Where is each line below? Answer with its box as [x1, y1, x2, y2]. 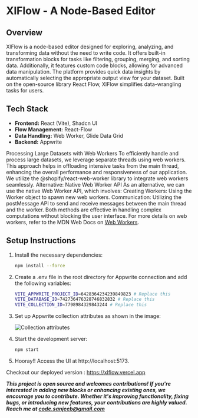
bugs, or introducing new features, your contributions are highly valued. [6, 399, 187, 406]
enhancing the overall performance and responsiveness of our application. [6, 168, 187, 175]
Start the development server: [14, 336, 88, 343]
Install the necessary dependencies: [14, 251, 103, 258]
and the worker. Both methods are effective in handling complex [6, 206, 162, 213]
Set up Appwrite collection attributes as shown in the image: [14, 313, 161, 320]
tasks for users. [6, 87, 44, 94]
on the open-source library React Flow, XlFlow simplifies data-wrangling [6, 81, 181, 88]
